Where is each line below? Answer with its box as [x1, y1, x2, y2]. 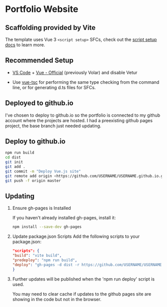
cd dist [5, 155, 21, 160]
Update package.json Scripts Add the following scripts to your [12, 233, 140, 240]
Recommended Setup [5, 56, 74, 65]
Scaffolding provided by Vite [5, 23, 96, 32]
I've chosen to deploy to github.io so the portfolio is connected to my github [5, 112, 161, 118]
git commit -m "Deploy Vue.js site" [5, 168, 81, 174]
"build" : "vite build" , [12, 253, 62, 258]
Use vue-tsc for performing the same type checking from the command [12, 79, 160, 85]
